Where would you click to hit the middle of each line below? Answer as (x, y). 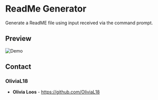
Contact (18, 67)
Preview (18, 39)
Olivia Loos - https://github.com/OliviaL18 (56, 92)
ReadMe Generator (46, 9)
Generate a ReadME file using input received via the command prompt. (79, 23)
